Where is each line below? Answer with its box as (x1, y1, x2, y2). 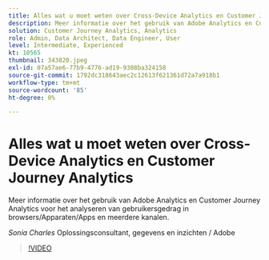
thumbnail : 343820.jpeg (8, 57, 88, 65)
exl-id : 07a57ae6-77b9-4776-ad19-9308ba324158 (8, 64, 167, 72)
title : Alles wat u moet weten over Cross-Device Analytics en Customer (8, 11, 256, 20)
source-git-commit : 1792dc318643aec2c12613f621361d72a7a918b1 (8, 71, 220, 79)
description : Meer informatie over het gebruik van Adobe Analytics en (8, 19, 252, 27)
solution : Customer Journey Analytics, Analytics (8, 26, 178, 34)
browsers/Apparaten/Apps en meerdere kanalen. (8, 213, 170, 222)
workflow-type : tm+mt (8, 78, 81, 86)
